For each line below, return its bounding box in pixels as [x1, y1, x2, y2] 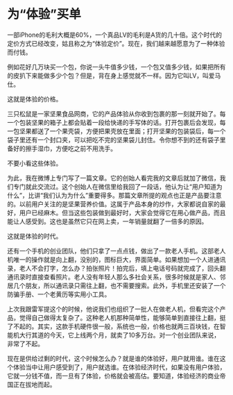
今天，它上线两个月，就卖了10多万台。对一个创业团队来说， [49, 330, 221, 339]
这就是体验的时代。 [7, 232, 62, 240]
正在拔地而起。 [12, 380, 56, 389]
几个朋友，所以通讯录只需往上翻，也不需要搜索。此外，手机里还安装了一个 [12, 281, 226, 289]
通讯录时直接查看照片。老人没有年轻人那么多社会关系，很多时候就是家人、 [7, 272, 220, 281]
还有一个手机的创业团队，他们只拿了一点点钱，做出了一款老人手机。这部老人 [7, 246, 226, 255]
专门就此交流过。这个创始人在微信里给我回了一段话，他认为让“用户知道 [12, 182, 217, 191]
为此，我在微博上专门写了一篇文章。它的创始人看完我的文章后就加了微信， [7, 174, 220, 182]
